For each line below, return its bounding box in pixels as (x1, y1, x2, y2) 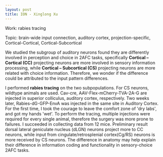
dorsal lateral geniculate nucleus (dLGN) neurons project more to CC (5, 126, 143, 132)
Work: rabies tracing (5, 25, 47, 31)
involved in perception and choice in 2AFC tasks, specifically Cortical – (5, 54, 149, 60)
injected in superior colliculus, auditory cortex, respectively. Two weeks (5, 95, 149, 101)
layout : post (5, 7, 32, 12)
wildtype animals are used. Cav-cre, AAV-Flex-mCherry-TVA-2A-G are (5, 90, 147, 96)
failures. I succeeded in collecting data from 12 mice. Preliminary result (5, 121, 148, 127)
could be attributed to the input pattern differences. (5, 75, 109, 81)
